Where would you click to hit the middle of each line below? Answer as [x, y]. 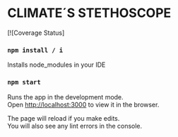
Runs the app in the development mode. [65, 97]
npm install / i [35, 50]
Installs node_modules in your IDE [57, 65]
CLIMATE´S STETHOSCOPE [89, 13]
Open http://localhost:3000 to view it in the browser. [83, 104]
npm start [24, 82]
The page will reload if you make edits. [64, 118]
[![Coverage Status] [36, 33]
